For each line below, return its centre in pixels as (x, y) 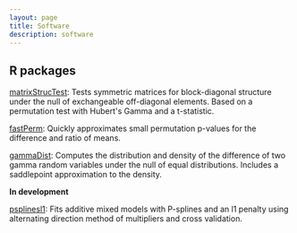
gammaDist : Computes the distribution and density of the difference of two (148, 155)
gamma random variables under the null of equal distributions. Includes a (144, 165)
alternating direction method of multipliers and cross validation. (126, 219)
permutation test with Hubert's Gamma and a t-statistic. (112, 111)
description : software (51, 34)
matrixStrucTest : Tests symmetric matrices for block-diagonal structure (140, 92)
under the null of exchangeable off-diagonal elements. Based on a (131, 102)
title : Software (39, 26)
